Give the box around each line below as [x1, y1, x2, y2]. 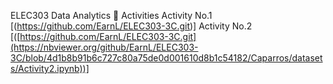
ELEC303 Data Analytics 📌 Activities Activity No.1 [10, 10, 213, 21]
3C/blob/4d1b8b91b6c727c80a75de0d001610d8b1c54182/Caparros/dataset [10, 52, 323, 64]
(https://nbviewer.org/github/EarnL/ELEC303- [10, 41, 199, 53]
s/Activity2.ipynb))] [10, 63, 90, 74]
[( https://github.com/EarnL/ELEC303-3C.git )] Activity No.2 [10, 20, 253, 32]
